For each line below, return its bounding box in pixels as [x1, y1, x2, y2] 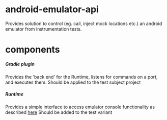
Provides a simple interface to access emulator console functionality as [5, 104, 155, 110]
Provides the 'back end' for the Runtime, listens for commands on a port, [5, 74, 158, 80]
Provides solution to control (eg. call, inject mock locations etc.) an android [5, 20, 162, 27]
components [5, 44, 60, 56]
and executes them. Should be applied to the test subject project [5, 79, 141, 85]
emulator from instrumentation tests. [5, 26, 82, 32]
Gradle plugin [5, 61, 35, 67]
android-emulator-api [5, 4, 99, 15]
